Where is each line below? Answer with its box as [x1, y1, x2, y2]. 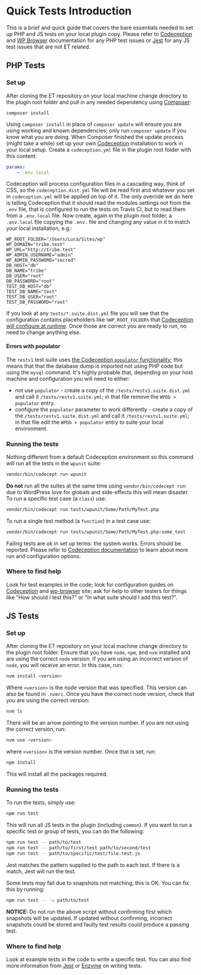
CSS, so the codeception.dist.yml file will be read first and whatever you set [6, 187, 195, 194]
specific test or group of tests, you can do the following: [6, 828, 145, 835]
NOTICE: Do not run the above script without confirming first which [6, 908, 172, 915]
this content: [6, 152, 37, 159]
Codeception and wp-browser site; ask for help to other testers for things [6, 587, 187, 594]
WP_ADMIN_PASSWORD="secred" [6, 258, 77, 264]
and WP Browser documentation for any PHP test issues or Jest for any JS [6, 37, 190, 44]
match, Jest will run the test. [6, 867, 76, 875]
